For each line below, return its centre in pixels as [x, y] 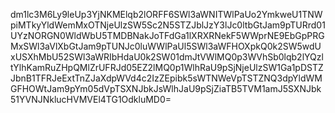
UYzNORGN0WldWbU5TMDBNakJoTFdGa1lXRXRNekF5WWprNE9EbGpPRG [167, 35]
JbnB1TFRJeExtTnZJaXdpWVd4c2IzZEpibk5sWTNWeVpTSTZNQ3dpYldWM [166, 78]
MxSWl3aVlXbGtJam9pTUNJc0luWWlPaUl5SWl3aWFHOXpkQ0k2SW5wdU [166, 46]
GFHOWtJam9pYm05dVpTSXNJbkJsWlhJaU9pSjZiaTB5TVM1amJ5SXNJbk [166, 88]
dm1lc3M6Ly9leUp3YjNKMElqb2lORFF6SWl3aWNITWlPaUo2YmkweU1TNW [166, 14]
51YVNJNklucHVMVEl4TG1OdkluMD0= [91, 99]
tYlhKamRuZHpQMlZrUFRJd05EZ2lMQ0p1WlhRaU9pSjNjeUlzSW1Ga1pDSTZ [167, 67]
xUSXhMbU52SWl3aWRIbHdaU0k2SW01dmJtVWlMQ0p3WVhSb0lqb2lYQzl [167, 57]
